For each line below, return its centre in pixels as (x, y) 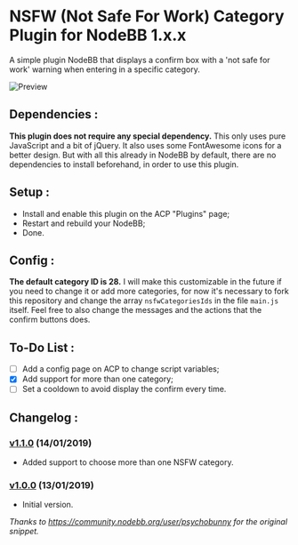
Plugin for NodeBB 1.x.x (98, 35)
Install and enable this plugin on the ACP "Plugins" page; (126, 213)
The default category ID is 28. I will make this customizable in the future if (145, 282)
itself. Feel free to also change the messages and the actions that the (136, 310)
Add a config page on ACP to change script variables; (121, 369)
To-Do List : (42, 347)
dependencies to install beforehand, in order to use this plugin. (124, 164)
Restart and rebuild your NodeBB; (84, 223)
